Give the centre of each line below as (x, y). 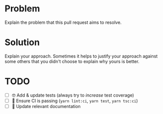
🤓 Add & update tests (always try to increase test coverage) (73, 95)
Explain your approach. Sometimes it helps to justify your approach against (81, 56)
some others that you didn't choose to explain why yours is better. (72, 61)
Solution (22, 42)
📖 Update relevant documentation (46, 106)
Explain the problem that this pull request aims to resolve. (63, 22)
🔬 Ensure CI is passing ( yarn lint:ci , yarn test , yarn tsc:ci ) (75, 101)
